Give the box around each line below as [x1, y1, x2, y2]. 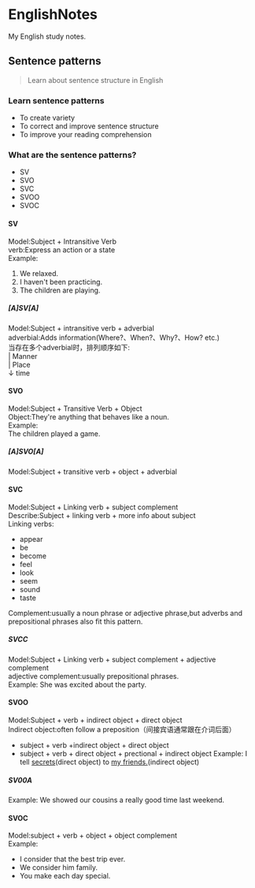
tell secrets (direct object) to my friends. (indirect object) [19, 757, 200, 767]
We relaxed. [19, 268, 59, 278]
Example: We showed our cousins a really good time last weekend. [8, 795, 225, 805]
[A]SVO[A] [8, 447, 44, 457]
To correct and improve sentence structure [19, 121, 159, 131]
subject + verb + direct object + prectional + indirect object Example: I [19, 749, 248, 759]
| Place [8, 360, 31, 369]
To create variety [19, 113, 76, 123]
